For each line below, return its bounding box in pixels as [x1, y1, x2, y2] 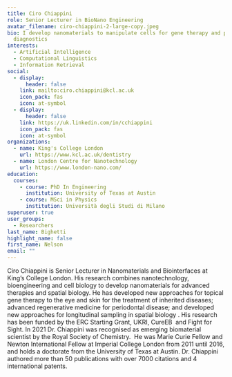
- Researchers [13, 222, 54, 229]
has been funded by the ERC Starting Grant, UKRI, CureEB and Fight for [7, 318, 213, 326]
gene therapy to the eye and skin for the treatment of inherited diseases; [7, 296, 214, 304]
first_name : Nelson [7, 241, 64, 249]
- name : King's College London [13, 145, 104, 152]
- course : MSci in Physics [19, 196, 97, 204]
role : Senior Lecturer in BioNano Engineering [7, 17, 144, 23]
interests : [7, 42, 39, 49]
